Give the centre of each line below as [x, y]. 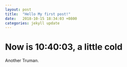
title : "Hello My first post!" [38, 14]
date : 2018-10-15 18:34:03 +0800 [41, 18]
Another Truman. [22, 61]
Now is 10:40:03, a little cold [64, 47]
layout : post [18, 9]
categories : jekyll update [32, 23]
